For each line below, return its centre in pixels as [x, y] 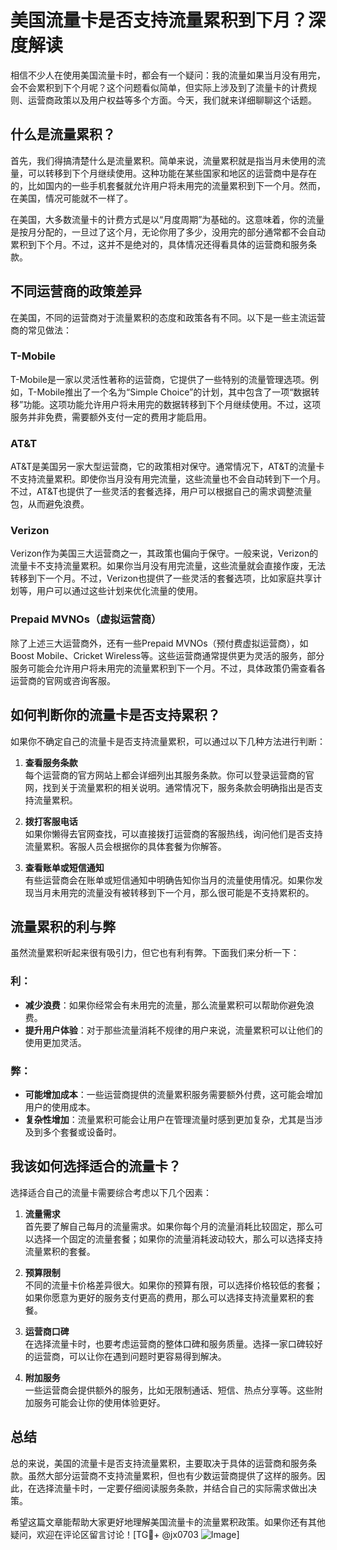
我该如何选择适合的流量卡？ [96, 1166]
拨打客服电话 [51, 821]
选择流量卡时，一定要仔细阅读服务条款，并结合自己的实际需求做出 [172, 1488]
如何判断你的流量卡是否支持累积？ [115, 715]
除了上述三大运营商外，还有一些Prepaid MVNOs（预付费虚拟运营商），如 [159, 643]
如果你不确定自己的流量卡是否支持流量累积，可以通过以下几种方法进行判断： [168, 741]
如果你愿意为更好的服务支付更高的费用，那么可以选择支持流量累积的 [165, 1297]
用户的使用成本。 [60, 1107]
